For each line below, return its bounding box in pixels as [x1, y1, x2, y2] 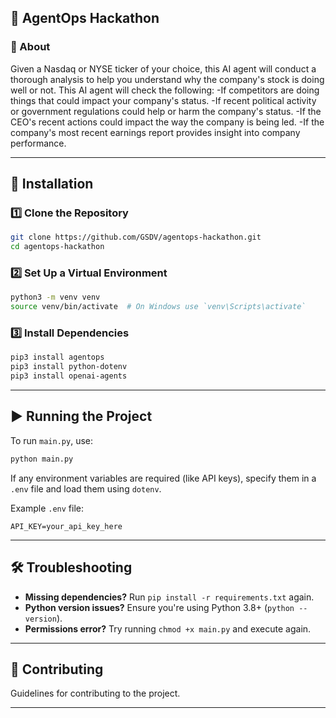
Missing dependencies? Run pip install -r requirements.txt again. [24, 591, 315, 603]
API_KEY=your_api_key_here [10, 521, 123, 531]
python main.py [10, 454, 74, 464]
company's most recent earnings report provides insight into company [10, 126, 301, 138]
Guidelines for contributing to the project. [10, 687, 181, 700]
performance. [10, 137, 67, 149]
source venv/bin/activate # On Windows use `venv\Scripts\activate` [10, 302, 307, 312]
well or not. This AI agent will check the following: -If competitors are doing [10, 84, 320, 96]
